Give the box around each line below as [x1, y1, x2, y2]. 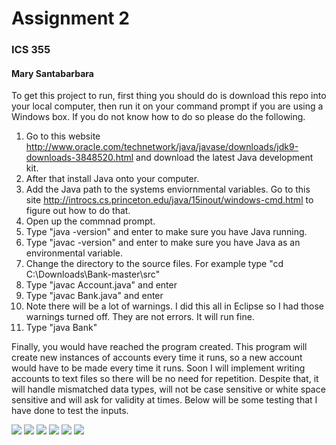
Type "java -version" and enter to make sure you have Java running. [25, 226, 308, 238]
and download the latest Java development [135, 152, 314, 164]
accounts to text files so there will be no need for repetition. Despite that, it [11, 373, 319, 385]
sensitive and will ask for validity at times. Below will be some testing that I [11, 394, 318, 406]
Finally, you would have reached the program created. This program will [11, 341, 308, 353]
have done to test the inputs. [11, 405, 129, 417]
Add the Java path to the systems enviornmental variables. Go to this [25, 183, 311, 196]
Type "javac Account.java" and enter [25, 279, 178, 291]
